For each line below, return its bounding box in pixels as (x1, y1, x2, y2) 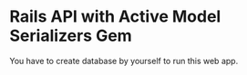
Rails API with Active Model (9, 6, 221, 27)
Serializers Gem (9, 25, 132, 46)
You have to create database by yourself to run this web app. (9, 55, 239, 66)
